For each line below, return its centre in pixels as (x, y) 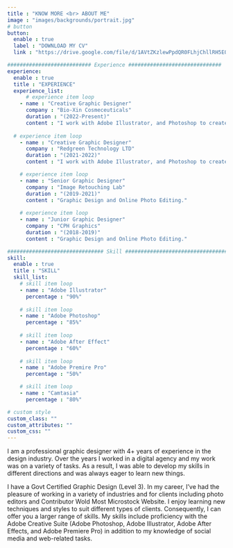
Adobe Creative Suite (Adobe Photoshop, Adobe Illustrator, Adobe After (110, 524)
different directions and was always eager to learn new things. (96, 474)
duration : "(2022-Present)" (68, 117)
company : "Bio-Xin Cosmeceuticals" (78, 110)
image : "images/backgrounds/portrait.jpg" (71, 20)
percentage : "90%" (53, 297)
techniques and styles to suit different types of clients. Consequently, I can (114, 509)
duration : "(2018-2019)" (63, 232)
